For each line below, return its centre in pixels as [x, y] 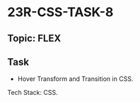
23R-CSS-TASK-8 [60, 12]
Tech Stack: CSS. [33, 93]
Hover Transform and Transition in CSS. [75, 79]
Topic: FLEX [34, 38]
